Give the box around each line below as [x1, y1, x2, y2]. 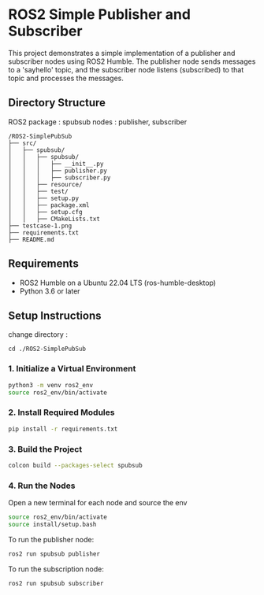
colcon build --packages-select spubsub [8, 461, 143, 469]
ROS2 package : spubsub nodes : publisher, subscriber [8, 116, 188, 127]
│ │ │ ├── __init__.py [8, 160, 104, 168]
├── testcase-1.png [8, 222, 73, 230]
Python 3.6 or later [19, 286, 80, 296]
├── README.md [8, 235, 55, 243]
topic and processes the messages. [8, 73, 125, 83]
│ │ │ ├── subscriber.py [8, 173, 111, 182]
